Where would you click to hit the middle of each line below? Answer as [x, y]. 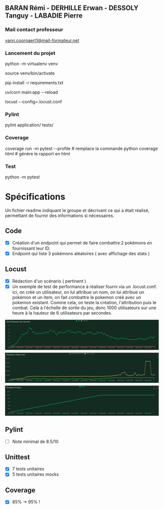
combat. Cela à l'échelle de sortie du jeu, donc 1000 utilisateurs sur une [84, 308]
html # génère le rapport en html [38, 153]
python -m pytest [22, 177]
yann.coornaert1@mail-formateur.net [42, 40]
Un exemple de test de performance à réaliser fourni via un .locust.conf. [84, 287]
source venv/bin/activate [30, 73]
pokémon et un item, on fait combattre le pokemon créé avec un [77, 297]
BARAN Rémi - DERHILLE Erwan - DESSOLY [72, 8]
